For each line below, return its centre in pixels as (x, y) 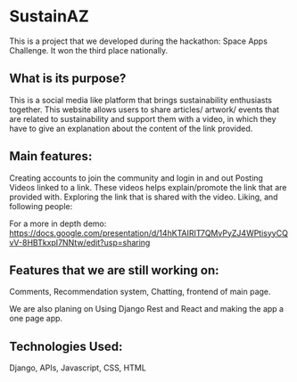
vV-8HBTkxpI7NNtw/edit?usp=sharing (80, 242)
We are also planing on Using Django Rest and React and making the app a (146, 309)
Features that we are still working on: (115, 270)
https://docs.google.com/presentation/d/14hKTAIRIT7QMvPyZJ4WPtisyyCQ (148, 232)
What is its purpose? (68, 79)
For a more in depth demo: (58, 224)
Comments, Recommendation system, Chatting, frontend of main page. (140, 292)
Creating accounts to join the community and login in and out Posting (136, 178)
